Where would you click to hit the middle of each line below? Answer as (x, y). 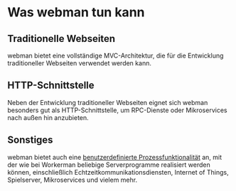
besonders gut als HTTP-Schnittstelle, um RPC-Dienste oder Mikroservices (117, 110)
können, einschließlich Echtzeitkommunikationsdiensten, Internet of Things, (118, 172)
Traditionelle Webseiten (61, 39)
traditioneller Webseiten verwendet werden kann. (79, 63)
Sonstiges (30, 140)
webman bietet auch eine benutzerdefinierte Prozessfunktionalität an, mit (115, 157)
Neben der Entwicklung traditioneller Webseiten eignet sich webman (108, 102)
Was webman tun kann (76, 12)
